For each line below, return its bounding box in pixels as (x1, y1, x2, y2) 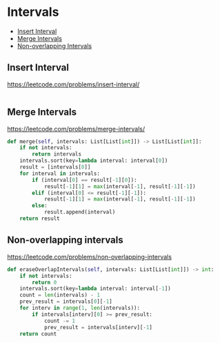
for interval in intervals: (19, 170, 100, 177)
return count (19, 330, 57, 337)
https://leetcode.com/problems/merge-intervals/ (7, 124, 146, 133)
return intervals (32, 151, 81, 158)
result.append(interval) (43, 209, 116, 216)
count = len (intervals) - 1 (19, 292, 100, 299)
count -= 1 (43, 317, 76, 324)
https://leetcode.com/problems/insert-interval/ (7, 80, 140, 89)
